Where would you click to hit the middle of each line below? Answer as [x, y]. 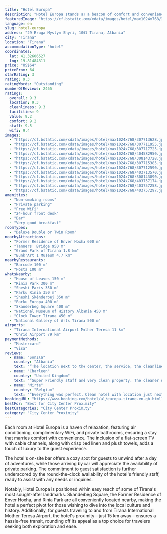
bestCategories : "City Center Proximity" [49, 409]
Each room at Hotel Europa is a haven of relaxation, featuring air [71, 427]
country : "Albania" [34, 362]
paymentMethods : [22, 339]
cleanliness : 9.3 [28, 107]
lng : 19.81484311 [28, 61]
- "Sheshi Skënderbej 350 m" [40, 297]
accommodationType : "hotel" [34, 47]
